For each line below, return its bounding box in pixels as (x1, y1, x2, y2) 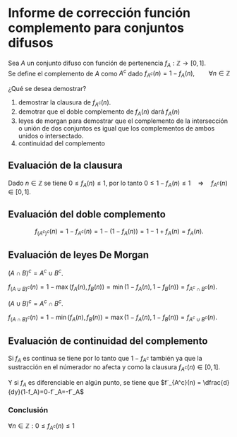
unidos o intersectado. (18, 131, 84, 140)
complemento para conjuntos (8, 20, 185, 36)
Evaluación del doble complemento (8, 208, 166, 220)
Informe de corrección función (8, 5, 191, 21)
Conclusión (8, 405, 49, 414)
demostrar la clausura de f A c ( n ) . (18, 98, 111, 108)
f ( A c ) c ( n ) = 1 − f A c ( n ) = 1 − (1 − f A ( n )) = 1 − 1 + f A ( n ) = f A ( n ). (35, 227, 204, 237)
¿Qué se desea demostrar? (8, 85, 87, 93)
